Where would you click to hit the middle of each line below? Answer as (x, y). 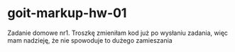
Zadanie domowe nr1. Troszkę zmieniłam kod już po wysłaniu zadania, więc (118, 33)
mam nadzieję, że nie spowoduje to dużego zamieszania (90, 40)
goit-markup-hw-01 (67, 13)
